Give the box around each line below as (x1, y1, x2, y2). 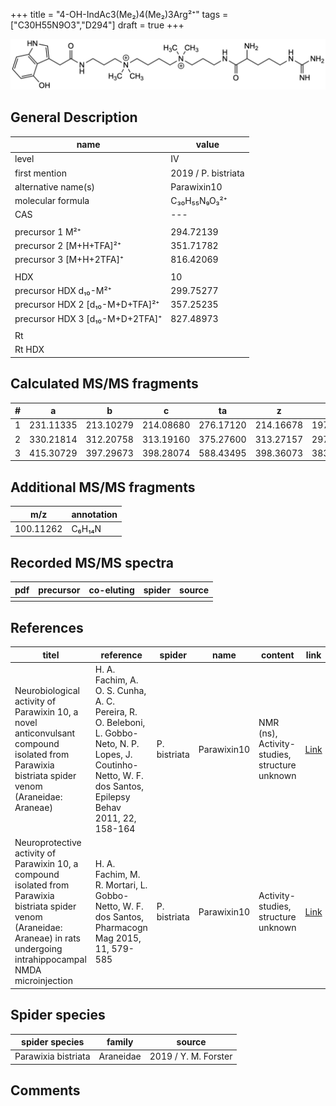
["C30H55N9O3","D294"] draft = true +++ (10, 19, 185, 31)
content (260, 649, 295, 661)
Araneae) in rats (14, 932, 81, 944)
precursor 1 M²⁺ (14, 225, 82, 238)
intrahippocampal (14, 954, 87, 966)
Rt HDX (14, 344, 45, 356)
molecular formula (14, 195, 90, 207)
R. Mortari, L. (94, 879, 148, 891)
